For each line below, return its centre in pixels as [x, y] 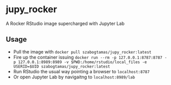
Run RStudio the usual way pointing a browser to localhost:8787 [81, 71]
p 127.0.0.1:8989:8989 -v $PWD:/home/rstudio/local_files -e [80, 62]
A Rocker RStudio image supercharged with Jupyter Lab [65, 23]
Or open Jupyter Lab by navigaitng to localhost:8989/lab [74, 77]
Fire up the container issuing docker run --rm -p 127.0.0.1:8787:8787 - [90, 57]
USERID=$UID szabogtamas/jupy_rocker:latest [62, 66]
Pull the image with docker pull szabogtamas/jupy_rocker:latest [82, 51]
